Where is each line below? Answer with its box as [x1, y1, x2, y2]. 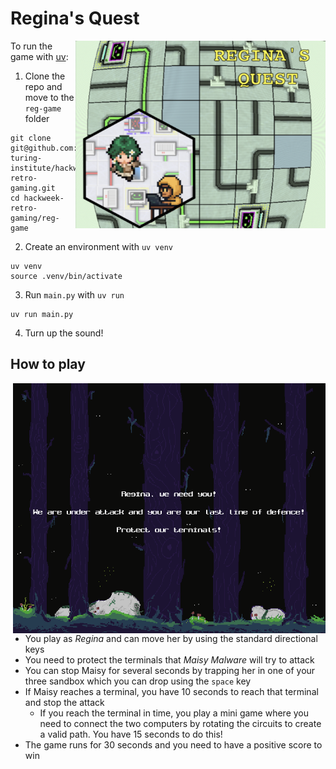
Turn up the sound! [24, 327, 104, 339]
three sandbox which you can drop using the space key [24, 675, 252, 687]
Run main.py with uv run [24, 288, 125, 301]
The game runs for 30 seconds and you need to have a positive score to [24, 738, 323, 751]
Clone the [24, 70, 66, 82]
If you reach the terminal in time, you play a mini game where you [39, 707, 310, 719]
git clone [10, 133, 52, 143]
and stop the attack [24, 696, 105, 708]
